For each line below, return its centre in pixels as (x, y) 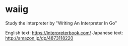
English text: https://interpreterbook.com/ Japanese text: (64, 32)
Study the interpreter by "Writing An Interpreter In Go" (61, 23)
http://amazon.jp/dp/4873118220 (39, 38)
